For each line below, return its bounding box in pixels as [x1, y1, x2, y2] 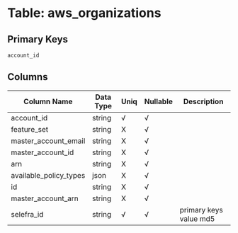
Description [183, 96, 224, 106]
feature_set [11, 124, 49, 134]
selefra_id [11, 209, 44, 219]
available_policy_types [11, 170, 86, 180]
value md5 [179, 214, 215, 224]
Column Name [23, 96, 73, 106]
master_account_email [11, 136, 86, 146]
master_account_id [11, 147, 74, 157]
